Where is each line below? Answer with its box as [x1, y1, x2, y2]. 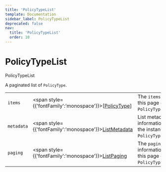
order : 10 [9, 35, 30, 40]
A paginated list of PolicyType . [5, 82, 67, 88]
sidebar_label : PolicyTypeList [5, 16, 70, 21]
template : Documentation [5, 12, 56, 17]
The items [137, 93, 161, 100]
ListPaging [102, 152, 127, 159]
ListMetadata [102, 126, 133, 132]
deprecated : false [5, 21, 43, 26]
